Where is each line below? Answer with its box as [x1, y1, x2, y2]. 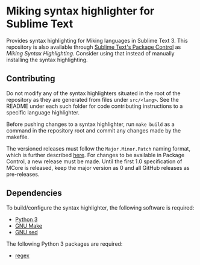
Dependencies [6, 188, 62, 198]
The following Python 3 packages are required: [6, 240, 123, 248]
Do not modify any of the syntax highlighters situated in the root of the [6, 89, 181, 97]
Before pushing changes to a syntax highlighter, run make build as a [6, 120, 175, 128]
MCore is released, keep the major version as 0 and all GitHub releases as [6, 164, 190, 171]
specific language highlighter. [6, 108, 80, 116]
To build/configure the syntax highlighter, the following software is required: [6, 204, 195, 211]
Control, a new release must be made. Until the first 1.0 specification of [6, 158, 183, 165]
